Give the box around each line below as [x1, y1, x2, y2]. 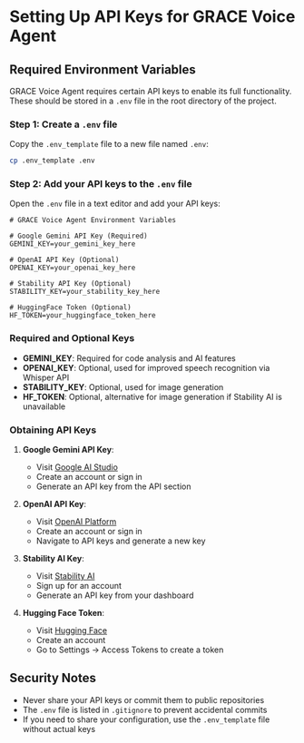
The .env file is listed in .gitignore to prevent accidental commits [22, 704, 268, 715]
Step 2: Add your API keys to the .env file [9, 178, 192, 191]
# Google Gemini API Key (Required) [9, 231, 148, 241]
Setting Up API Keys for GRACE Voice [9, 6, 296, 27]
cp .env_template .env [9, 156, 95, 165]
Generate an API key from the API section [35, 481, 191, 492]
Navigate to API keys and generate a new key [35, 535, 206, 546]
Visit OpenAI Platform [35, 516, 117, 527]
